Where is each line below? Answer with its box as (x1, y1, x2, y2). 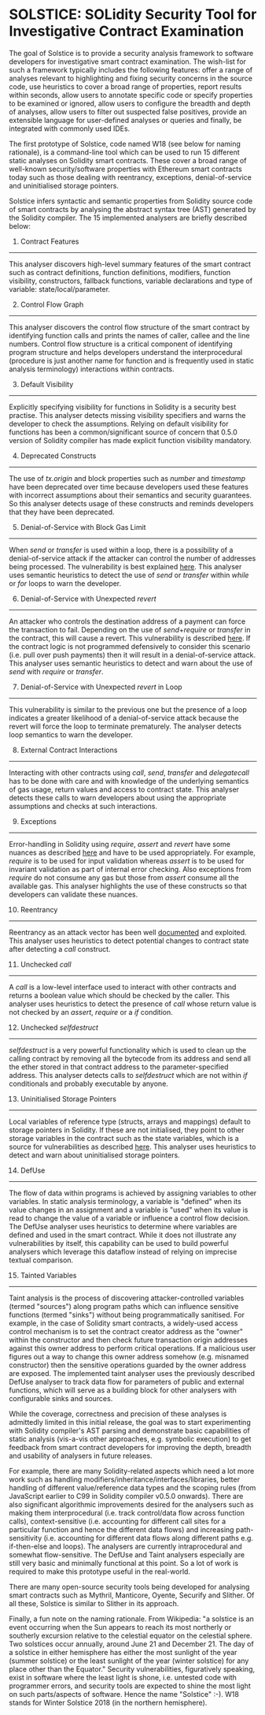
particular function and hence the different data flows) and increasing (9, 1524, 234, 1534)
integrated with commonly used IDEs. (9, 124, 131, 133)
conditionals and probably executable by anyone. (9, 1079, 168, 1088)
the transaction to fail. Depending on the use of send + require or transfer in (9, 624, 251, 634)
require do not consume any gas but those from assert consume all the (9, 873, 239, 882)
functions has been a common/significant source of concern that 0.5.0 (9, 427, 238, 437)
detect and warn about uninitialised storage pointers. (9, 1150, 180, 1160)
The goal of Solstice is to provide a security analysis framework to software (9, 48, 254, 58)
